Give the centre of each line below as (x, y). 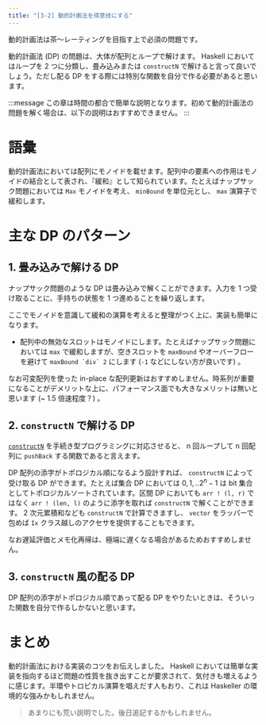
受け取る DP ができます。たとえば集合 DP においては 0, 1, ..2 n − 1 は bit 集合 (131, 482)
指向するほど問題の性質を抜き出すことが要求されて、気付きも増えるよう (140, 676)
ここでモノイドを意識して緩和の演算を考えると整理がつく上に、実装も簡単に (133, 315)
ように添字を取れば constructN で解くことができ (169, 503)
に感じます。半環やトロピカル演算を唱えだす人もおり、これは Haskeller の (129, 685)
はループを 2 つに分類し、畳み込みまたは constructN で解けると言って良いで (132, 66)
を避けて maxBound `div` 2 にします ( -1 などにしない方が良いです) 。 (132, 361)
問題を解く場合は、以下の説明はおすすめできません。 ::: (99, 113)
